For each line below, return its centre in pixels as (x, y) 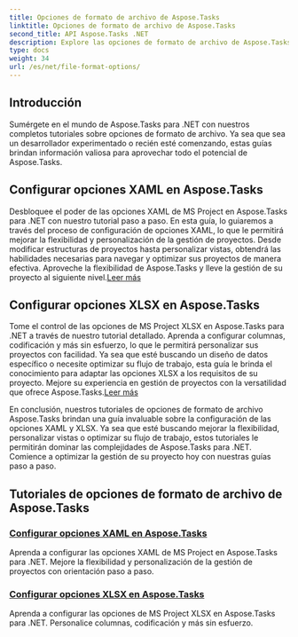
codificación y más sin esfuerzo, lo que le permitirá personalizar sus (134, 345)
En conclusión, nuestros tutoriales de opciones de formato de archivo (136, 410)
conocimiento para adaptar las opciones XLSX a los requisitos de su (134, 374)
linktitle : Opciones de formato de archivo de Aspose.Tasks (123, 26)
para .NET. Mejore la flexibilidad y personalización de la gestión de (131, 562)
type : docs (29, 51)
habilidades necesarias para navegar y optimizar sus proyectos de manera (145, 258)
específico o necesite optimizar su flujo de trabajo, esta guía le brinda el (141, 364)
